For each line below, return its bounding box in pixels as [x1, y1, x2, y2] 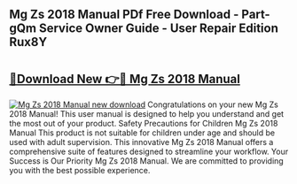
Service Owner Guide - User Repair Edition [38, 21, 279, 36]
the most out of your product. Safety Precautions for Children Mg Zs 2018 [9, 119, 278, 128]
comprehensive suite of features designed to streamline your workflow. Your [9, 146, 289, 157]
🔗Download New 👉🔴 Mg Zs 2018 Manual [9, 71, 241, 87]
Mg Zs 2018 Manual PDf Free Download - [9, 7, 239, 22]
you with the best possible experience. [9, 165, 151, 175]
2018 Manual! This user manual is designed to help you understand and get [9, 109, 285, 119]
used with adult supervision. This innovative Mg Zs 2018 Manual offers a [9, 137, 274, 147]
